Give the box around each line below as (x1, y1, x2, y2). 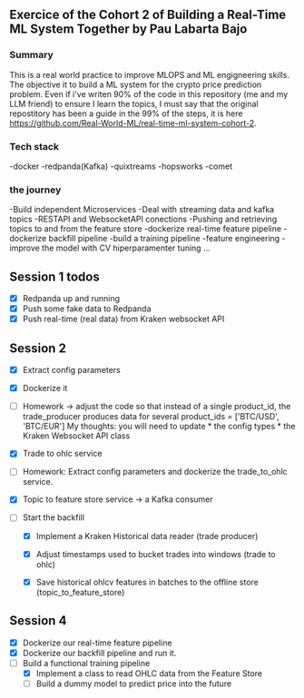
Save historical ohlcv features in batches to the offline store (35, 576, 259, 587)
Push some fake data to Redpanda (22, 303, 152, 314)
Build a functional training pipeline (22, 657, 151, 668)
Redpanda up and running (22, 293, 121, 304)
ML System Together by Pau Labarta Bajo (9, 22, 248, 37)
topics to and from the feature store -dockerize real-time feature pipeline (9, 223, 282, 234)
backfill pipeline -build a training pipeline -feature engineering (48, 233, 280, 244)
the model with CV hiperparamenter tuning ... (42, 242, 211, 253)
